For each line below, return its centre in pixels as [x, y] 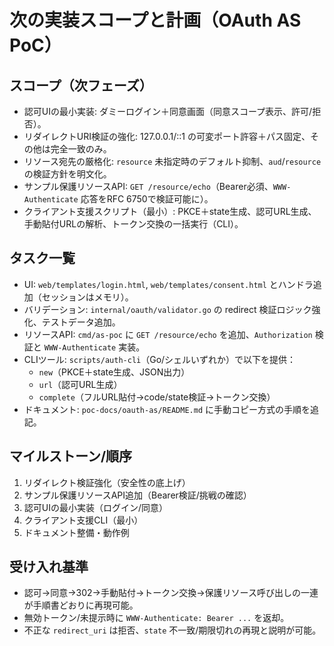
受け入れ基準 [49, 567]
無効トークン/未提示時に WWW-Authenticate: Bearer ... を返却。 [156, 618]
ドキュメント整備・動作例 [76, 532]
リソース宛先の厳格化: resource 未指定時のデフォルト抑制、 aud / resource [172, 161]
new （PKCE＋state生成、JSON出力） [114, 372]
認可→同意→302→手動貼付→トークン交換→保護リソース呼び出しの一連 [171, 593]
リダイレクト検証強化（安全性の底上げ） [107, 482]
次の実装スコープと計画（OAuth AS [155, 20]
